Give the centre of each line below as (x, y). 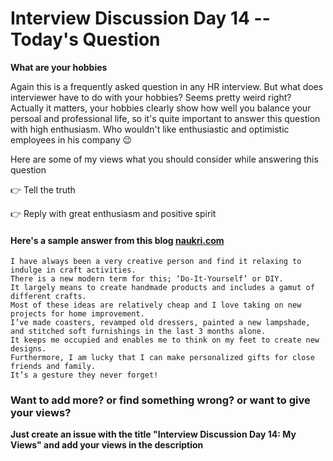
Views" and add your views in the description (107, 445)
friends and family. (53, 367)
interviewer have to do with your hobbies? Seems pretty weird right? (151, 97)
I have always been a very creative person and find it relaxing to (156, 262)
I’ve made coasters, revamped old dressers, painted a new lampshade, (160, 323)
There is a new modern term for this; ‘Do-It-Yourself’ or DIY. (147, 279)
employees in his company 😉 (71, 139)
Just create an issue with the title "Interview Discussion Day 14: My (153, 434)
